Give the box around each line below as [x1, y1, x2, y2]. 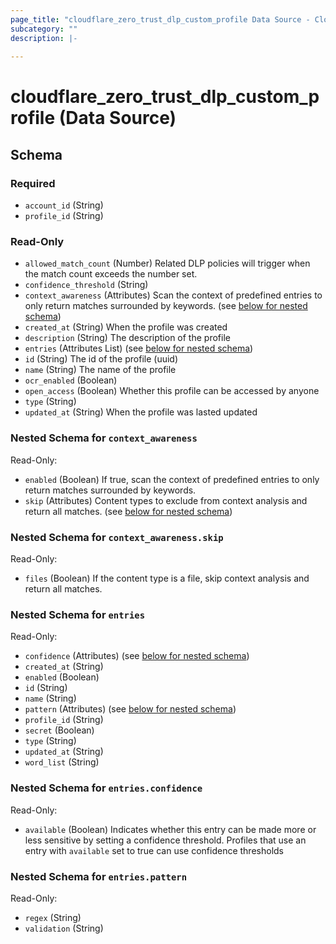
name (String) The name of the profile [24, 364, 177, 376]
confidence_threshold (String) [24, 279, 149, 291]
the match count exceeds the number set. [24, 268, 198, 280]
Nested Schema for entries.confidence [10, 781, 203, 795]
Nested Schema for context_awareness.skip [10, 530, 224, 544]
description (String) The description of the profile [24, 332, 231, 344]
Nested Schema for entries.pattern [10, 869, 188, 883]
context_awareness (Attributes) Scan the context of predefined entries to [24, 289, 323, 301]
